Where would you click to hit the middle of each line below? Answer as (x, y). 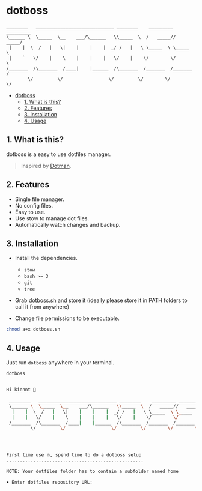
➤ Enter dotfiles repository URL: (50, 482)
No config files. (34, 205)
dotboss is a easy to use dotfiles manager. (59, 154)
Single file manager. (40, 199)
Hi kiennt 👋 (21, 390)
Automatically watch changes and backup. (68, 224)
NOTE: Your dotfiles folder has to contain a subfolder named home (93, 471)
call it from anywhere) (42, 307)
